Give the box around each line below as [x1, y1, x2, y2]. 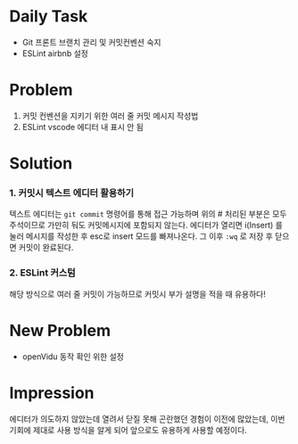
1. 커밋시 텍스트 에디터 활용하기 [9, 186, 135, 199]
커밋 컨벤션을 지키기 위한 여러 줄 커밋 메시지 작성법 [21, 110, 199, 121]
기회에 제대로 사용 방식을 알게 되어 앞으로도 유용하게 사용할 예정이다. [9, 424, 247, 435]
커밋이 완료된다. [18, 243, 74, 253]
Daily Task [9, 6, 88, 27]
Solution [9, 153, 73, 174]
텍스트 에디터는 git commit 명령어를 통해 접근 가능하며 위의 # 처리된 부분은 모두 [9, 209, 287, 219]
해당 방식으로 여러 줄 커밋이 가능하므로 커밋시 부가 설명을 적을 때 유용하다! [9, 288, 266, 300]
